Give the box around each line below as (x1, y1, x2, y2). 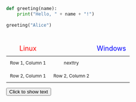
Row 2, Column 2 (53, 72, 89, 79)
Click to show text (9, 88, 48, 95)
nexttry (63, 59, 79, 66)
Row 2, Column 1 (10, 72, 47, 79)
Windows (96, 44, 126, 53)
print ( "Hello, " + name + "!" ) (17, 11, 95, 17)
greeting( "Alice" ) (6, 22, 52, 28)
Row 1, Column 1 (10, 59, 47, 66)
